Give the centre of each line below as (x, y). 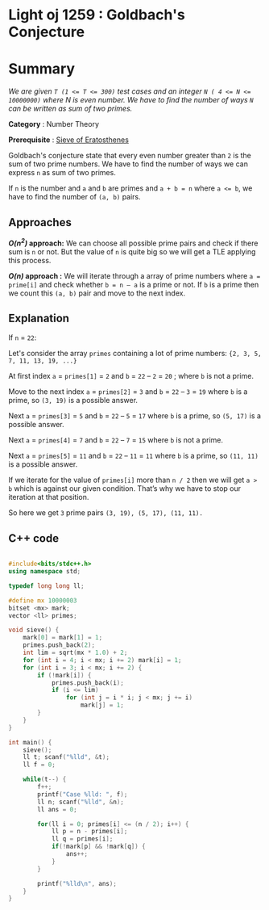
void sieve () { (34, 630)
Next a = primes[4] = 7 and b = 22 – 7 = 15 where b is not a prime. (116, 440)
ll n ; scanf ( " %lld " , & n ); (81, 802)
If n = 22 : (23, 338)
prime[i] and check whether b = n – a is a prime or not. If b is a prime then (134, 284)
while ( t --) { (45, 780)
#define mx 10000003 (43, 600)
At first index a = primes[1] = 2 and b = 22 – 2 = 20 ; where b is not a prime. (131, 376)
